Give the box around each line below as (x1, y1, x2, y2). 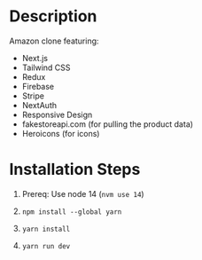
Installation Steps (9, 160, 141, 179)
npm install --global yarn (21, 207, 122, 217)
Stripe (21, 91, 44, 101)
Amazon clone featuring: (9, 35, 99, 46)
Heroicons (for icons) (21, 128, 100, 138)
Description (9, 6, 97, 27)
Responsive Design (21, 109, 93, 120)
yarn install (21, 225, 71, 233)
